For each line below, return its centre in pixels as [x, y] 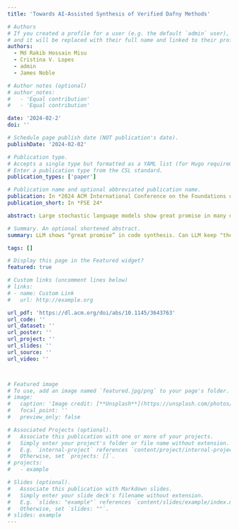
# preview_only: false [44, 417]
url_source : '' [30, 352]
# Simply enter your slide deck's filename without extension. [106, 495]
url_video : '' [28, 359]
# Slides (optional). [39, 482]
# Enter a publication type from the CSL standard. [85, 170]
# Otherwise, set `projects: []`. [61, 456]
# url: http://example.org [50, 300]
